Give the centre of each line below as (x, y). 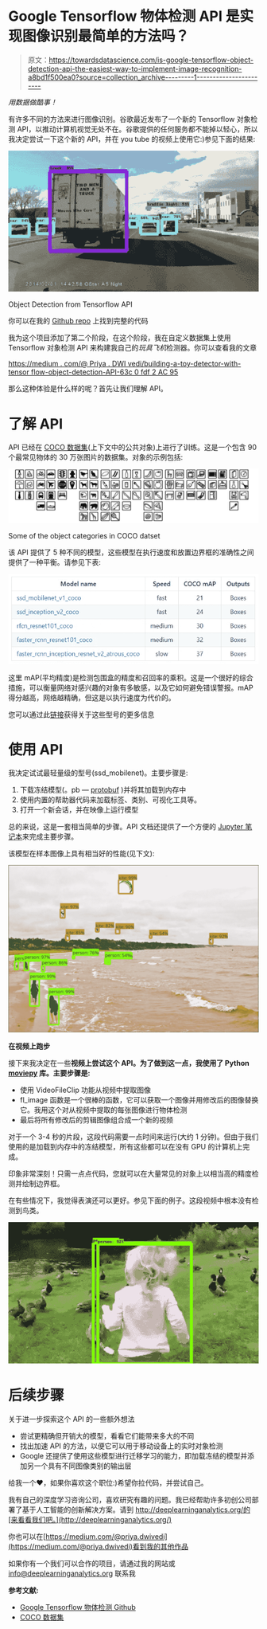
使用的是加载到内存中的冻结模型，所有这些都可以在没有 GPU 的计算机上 (126, 1147)
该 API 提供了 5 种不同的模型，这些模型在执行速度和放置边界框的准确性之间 (131, 552)
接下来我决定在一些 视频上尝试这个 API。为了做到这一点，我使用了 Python (129, 1063)
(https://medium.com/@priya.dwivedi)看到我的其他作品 (99, 1546)
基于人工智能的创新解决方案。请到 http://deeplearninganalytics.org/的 (136, 1510)
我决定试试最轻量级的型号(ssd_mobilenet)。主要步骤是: (98, 773)
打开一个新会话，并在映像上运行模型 (79, 810)
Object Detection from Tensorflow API (70, 304)
